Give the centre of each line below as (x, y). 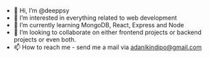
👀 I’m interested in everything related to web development (95, 18)
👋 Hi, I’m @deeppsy (41, 11)
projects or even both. (45, 40)
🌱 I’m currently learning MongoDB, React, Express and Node (99, 25)
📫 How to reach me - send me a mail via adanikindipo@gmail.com (108, 47)
